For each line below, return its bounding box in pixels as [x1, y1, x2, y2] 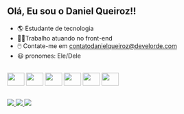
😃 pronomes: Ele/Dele [16, 52, 81, 60]
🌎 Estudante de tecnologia [16, 24, 94, 32]
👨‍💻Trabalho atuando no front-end [16, 34, 113, 42]
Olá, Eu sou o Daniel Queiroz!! [7, 5, 137, 17]
